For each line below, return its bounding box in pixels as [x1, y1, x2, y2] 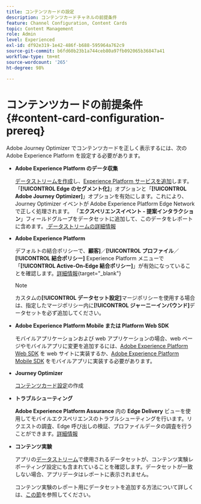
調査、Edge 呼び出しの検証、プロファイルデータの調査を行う [41, 423, 193, 430]
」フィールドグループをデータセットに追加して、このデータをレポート [20, 215, 193, 223]
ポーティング [14, 463, 47, 470]
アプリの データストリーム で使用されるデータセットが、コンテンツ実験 [14, 456, 189, 463]
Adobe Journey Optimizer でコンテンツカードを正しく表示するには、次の [6, 145, 187, 152]
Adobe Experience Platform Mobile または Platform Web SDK [14, 322, 169, 329]
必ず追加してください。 [46, 310, 104, 317]
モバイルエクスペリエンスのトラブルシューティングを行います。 [31, 415, 187, 422]
